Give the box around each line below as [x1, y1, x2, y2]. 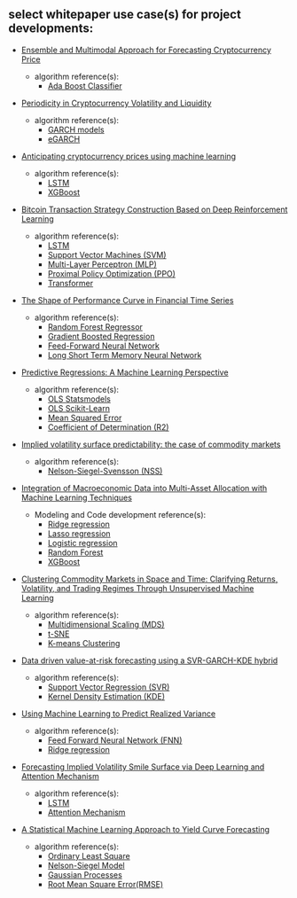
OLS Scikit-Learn [47, 402, 110, 413]
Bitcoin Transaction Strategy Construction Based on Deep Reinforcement [20, 204, 288, 215]
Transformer [47, 277, 94, 288]
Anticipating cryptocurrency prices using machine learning [20, 151, 237, 161]
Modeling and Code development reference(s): [34, 509, 207, 519]
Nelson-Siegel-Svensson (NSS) [47, 465, 163, 476]
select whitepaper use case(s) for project [8, 7, 241, 22]
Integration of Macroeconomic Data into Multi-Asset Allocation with [20, 482, 268, 493]
